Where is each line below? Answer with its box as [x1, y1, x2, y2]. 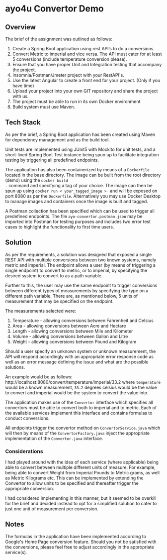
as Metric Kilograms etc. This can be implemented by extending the [5, 475, 144, 481]
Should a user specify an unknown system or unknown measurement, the [5, 348, 156, 354]
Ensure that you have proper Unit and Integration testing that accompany [12, 62, 162, 67]
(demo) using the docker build [5, 177, 68, 183]
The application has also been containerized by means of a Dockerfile [5, 166, 150, 172]
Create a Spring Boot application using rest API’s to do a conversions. [12, 46, 155, 51]
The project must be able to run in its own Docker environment [12, 99, 141, 105]
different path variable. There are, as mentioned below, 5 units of [5, 293, 138, 299]
